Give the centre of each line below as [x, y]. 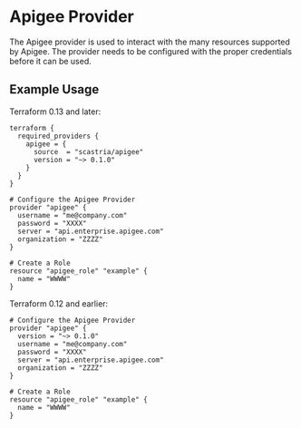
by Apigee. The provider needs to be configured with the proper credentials [151, 51]
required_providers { [58, 136]
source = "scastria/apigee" [88, 151]
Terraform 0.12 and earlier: [59, 303]
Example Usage [54, 89]
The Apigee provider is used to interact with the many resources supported [150, 42]
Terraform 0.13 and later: [55, 112]
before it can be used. [51, 61]
